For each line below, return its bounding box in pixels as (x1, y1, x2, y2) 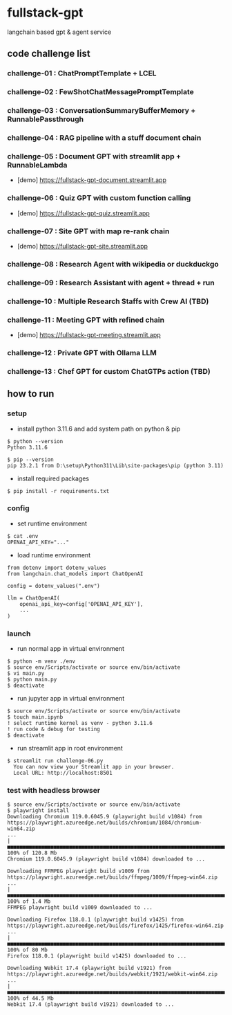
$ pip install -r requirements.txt (7, 487, 110, 494)
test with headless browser (7, 786, 101, 796)
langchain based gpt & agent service (7, 28, 112, 36)
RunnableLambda (7, 160, 68, 170)
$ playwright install (7, 807, 70, 814)
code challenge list (7, 48, 91, 60)
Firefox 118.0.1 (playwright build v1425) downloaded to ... (7, 953, 187, 960)
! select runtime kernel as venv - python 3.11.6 (7, 720, 153, 727)
